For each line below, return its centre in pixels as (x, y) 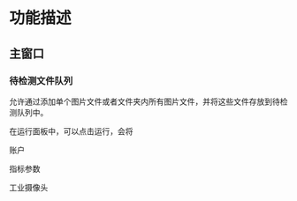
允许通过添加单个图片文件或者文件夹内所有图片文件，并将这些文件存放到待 (145, 101)
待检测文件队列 (41, 80)
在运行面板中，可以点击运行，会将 (71, 131)
